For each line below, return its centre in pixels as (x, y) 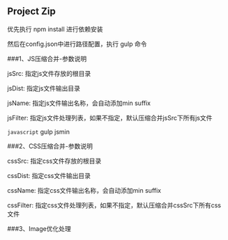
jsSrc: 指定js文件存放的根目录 (49, 73)
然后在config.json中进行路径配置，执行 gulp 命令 (77, 44)
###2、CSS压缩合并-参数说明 (50, 146)
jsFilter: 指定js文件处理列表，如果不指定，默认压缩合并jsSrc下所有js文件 (110, 118)
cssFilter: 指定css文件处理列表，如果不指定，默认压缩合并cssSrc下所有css (114, 205)
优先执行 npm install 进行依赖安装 (55, 29)
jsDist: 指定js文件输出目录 (44, 88)
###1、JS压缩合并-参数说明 (47, 58)
